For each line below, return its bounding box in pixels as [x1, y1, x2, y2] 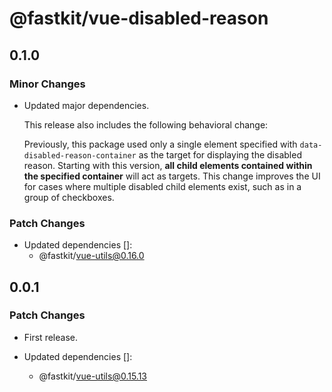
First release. [23, 331, 78, 343]
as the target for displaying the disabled [138, 148, 302, 161]
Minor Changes [9, 77, 86, 91]
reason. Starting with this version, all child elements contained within [23, 159, 313, 171]
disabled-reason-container [23, 150, 137, 161]
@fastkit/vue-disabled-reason [9, 7, 269, 30]
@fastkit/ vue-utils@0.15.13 [38, 370, 147, 382]
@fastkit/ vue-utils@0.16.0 [38, 250, 145, 262]
